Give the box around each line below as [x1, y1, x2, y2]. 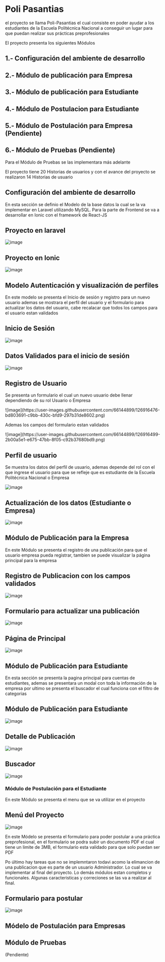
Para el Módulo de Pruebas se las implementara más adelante [5, 159, 131, 165]
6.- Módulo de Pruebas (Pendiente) [5, 146, 116, 154]
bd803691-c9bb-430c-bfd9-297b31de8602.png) [5, 412, 105, 418]
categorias [5, 691, 27, 697]
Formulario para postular [5, 894, 83, 903]
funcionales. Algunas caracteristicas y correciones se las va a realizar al [5, 875, 152, 880]
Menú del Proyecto [5, 811, 65, 819]
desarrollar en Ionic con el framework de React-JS [5, 212, 107, 218]
